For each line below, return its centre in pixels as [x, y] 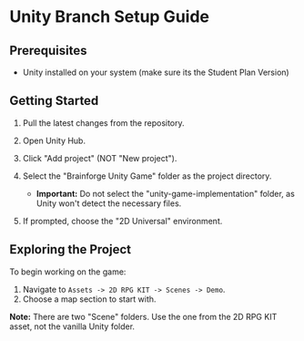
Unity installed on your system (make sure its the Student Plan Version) [156, 72]
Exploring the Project [71, 249]
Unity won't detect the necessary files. [109, 203]
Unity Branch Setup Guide [109, 17]
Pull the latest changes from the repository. [103, 123]
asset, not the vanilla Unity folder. [72, 326]
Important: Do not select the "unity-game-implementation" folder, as [166, 193]
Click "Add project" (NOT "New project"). [100, 158]
